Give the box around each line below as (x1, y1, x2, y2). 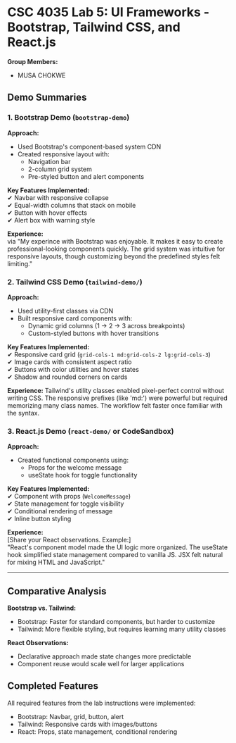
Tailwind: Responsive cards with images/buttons (17, 720, 158, 728)
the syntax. (7, 408, 40, 417)
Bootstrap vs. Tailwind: (7, 604, 76, 613)
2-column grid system (27, 165, 93, 173)
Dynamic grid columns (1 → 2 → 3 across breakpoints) (27, 321, 185, 330)
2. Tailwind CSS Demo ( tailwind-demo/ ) (7, 277, 143, 287)
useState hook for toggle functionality (27, 471, 138, 480)
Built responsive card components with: (17, 314, 133, 323)
